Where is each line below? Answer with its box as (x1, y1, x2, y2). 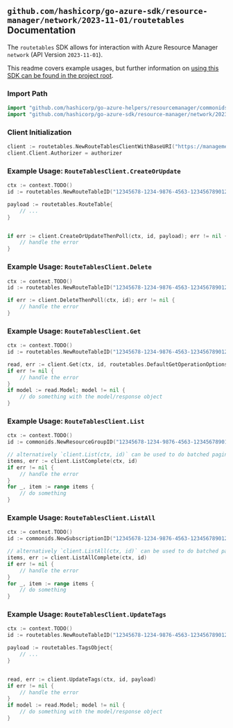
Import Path (7, 88, 48, 98)
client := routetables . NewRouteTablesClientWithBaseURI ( (7, 143, 175, 150)
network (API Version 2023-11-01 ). (7, 50, 103, 58)
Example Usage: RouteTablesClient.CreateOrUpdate (7, 166, 182, 175)
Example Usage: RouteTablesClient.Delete (7, 262, 153, 271)
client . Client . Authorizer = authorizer (7, 150, 123, 157)
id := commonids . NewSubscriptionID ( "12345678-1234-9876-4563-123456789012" (7, 535, 231, 542)
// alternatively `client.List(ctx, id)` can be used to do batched (7, 451, 209, 459)
